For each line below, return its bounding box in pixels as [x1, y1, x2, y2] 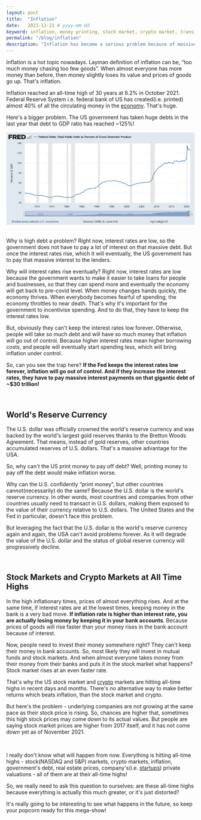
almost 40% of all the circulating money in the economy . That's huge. [6, 102, 178, 109]
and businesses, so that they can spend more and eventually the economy [6, 281, 190, 288]
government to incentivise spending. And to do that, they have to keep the [6, 306, 189, 313]
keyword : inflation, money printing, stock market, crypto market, [6, 29, 178, 35]
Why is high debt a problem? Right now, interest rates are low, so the [6, 237, 175, 244]
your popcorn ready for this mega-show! [6, 806, 106, 813]
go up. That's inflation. [6, 78, 62, 85]
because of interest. [6, 629, 56, 636]
